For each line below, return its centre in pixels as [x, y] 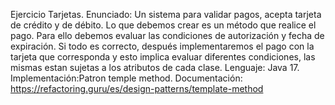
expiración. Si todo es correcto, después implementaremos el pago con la [162, 46]
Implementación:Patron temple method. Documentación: [126, 78]
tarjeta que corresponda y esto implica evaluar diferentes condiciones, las [163, 57]
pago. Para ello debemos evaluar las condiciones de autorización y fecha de [167, 35]
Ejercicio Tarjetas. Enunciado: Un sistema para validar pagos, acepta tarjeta [166, 14]
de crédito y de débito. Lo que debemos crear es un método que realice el [163, 25]
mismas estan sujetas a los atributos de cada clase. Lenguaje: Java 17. [155, 67]
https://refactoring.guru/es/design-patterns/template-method [137, 88]
